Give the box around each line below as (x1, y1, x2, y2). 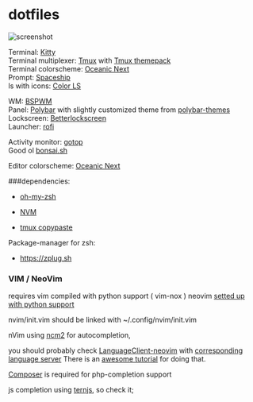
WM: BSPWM (8, 96, 52, 106)
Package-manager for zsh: (8, 238, 96, 247)
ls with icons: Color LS (8, 81, 82, 91)
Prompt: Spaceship (8, 72, 71, 82)
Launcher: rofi (8, 122, 55, 131)
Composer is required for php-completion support (8, 369, 172, 379)
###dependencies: (8, 176, 71, 186)
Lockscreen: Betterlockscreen (8, 113, 107, 122)
